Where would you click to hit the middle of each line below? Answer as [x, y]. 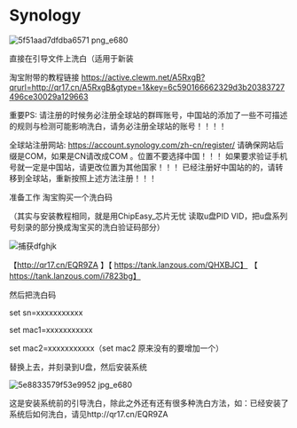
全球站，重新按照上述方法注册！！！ [90, 178]
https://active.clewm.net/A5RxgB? [143, 77]
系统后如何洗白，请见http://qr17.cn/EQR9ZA [89, 414]
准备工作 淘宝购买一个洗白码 [61, 197]
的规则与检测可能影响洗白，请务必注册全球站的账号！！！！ [118, 126]
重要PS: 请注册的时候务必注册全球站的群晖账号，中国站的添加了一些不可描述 [148, 115]
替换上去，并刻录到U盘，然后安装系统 [78, 367]
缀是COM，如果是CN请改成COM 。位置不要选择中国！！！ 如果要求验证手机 [148, 155]
